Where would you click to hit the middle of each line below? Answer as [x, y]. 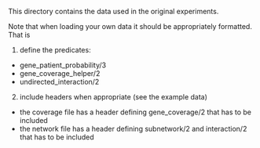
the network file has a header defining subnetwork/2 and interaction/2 [133, 129]
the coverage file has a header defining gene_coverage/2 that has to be [135, 112]
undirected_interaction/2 [59, 82]
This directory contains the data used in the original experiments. [114, 11]
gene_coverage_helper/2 [60, 73]
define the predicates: [55, 50]
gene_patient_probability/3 [63, 65]
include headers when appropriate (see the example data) [114, 97]
